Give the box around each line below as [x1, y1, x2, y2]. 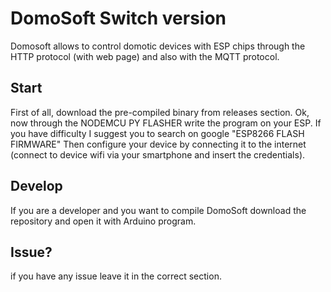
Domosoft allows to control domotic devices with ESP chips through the [10, 40, 306, 52]
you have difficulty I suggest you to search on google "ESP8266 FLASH [10, 127, 305, 139]
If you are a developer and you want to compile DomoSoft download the [10, 204, 307, 216]
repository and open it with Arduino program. [10, 215, 197, 227]
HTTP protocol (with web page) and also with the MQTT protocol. [10, 50, 280, 62]
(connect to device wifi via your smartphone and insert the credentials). [10, 148, 306, 161]
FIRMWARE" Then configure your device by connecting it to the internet [10, 138, 307, 150]
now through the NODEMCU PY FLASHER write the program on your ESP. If [10, 117, 322, 129]
